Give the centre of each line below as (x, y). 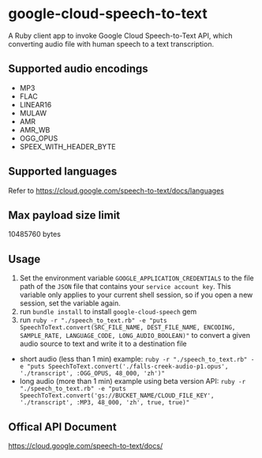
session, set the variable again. (70, 303)
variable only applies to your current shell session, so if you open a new (136, 295)
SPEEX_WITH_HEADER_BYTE (67, 146)
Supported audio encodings (78, 69)
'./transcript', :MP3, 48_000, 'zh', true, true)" (105, 403)
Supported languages (63, 172)
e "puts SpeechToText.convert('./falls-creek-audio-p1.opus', (124, 367)
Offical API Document (62, 427)
